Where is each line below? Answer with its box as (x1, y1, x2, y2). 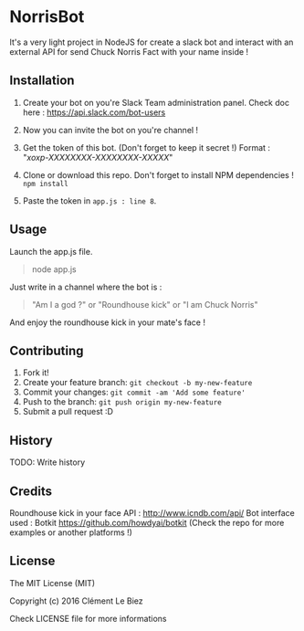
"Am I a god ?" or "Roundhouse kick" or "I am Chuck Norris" (31, 299, 258, 310)
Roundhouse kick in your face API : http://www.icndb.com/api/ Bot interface (9, 508, 295, 518)
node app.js (31, 263, 77, 275)
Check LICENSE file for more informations (9, 613, 167, 624)
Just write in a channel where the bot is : (9, 281, 162, 292)
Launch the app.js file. (9, 246, 93, 257)
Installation (9, 73, 75, 89)
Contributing (9, 342, 84, 358)
